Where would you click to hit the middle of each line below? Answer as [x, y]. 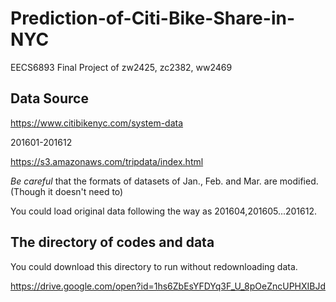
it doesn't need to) [85, 191]
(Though [28, 191]
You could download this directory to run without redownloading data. [154, 266]
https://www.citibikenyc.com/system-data [97, 123]
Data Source [49, 98]
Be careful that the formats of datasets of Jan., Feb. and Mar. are [144, 181]
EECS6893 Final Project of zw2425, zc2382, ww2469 [121, 67]
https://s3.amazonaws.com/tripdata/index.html [107, 161]
